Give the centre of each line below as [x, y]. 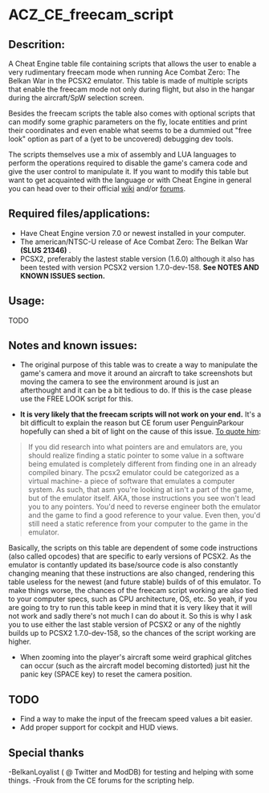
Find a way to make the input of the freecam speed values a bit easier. [136, 719]
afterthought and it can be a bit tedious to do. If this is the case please [136, 390]
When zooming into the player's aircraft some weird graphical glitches [136, 657]
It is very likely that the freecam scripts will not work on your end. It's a [141, 414]
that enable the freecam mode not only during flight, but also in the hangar [132, 89]
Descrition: [37, 45]
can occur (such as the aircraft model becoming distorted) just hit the [135, 666]
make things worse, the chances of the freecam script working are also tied [133, 591]
